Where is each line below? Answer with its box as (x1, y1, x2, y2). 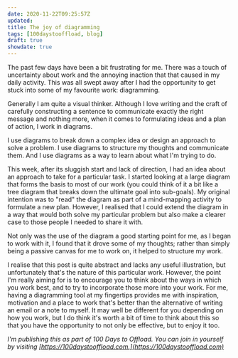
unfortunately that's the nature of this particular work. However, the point (7, 268, 222, 276)
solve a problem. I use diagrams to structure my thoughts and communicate (7, 144, 229, 152)
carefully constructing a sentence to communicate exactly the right (7, 107, 204, 115)
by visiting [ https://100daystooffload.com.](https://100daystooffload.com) (7, 342, 225, 351)
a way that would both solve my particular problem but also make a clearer (7, 211, 226, 219)
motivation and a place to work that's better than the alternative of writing (7, 298, 223, 307)
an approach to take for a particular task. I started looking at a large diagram (7, 172, 231, 181)
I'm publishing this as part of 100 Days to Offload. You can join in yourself (7, 335, 224, 343)
